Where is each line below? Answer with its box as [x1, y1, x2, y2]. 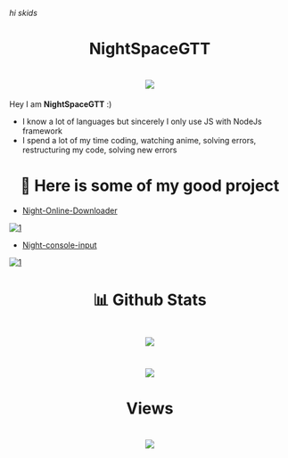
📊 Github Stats [93, 290, 207, 310]
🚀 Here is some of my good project [20, 176, 280, 196]
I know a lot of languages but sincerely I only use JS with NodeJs [21, 116, 262, 127]
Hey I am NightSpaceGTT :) [9, 99, 112, 110]
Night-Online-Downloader [21, 205, 118, 217]
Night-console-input [21, 240, 97, 250]
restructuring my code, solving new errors [21, 144, 177, 155]
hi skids [9, 8, 38, 18]
